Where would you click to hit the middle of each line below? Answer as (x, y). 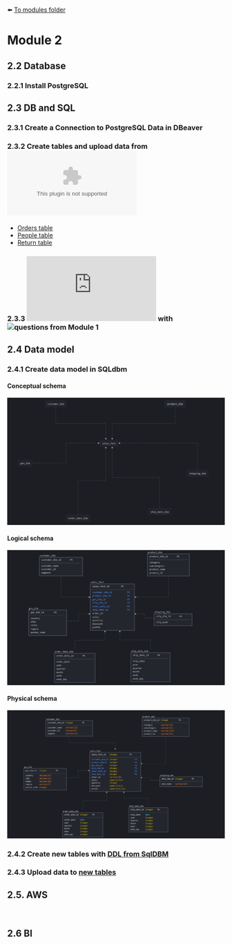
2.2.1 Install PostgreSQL (48, 85)
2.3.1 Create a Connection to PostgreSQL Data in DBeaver (105, 127)
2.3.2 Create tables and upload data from (78, 146)
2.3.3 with (90, 319)
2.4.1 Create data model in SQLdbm (67, 369)
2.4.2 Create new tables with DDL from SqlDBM (88, 854)
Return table (35, 243)
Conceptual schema (37, 386)
